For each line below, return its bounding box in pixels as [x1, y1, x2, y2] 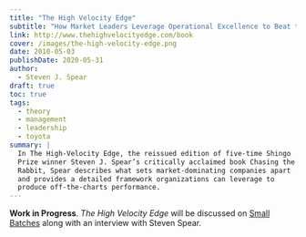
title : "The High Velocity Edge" [9, 13, 137, 23]
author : [9, 65, 39, 74]
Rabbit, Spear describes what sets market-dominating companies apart [17, 166, 291, 175]
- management [17, 115, 67, 124]
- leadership [17, 124, 67, 133]
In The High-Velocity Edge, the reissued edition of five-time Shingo [17, 149, 291, 158]
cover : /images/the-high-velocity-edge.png [9, 38, 178, 48]
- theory [17, 107, 51, 116]
